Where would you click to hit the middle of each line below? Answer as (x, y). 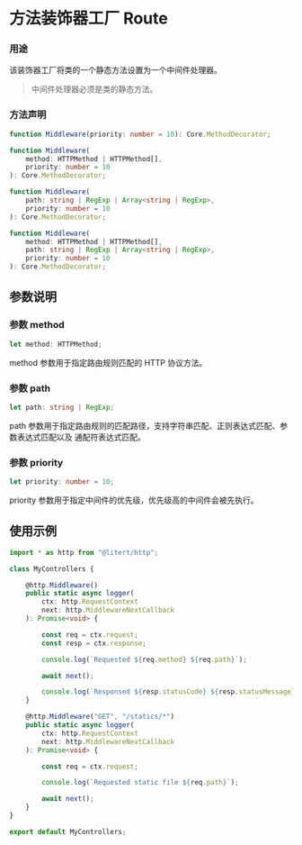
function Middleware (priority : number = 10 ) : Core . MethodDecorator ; (140, 134)
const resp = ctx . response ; (94, 643)
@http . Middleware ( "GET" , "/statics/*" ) (100, 717)
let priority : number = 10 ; (62, 482)
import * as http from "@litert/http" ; (84, 552)
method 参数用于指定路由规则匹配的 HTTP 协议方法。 (108, 362)
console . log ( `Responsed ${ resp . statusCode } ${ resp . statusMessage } (169, 692)
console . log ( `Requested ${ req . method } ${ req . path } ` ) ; (144, 659)
